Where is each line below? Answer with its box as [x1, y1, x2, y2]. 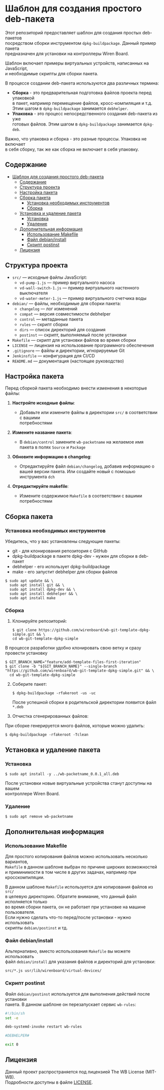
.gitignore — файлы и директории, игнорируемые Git [12, 348, 125, 353]
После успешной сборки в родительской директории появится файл [12, 700, 157, 705]
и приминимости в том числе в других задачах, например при [5, 869, 137, 875]
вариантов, [5, 859, 28, 865]
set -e [5, 1015, 19, 1021]
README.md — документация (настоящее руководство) [12, 358, 124, 364]
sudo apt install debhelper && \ [9, 591, 78, 596]
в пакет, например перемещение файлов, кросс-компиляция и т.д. [12, 100, 153, 106]
